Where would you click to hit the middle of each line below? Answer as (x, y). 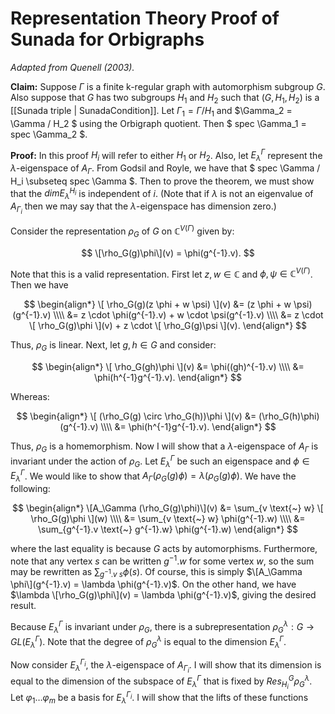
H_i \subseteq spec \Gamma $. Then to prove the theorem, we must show (162, 181)
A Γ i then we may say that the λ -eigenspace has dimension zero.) (143, 208)
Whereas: (30, 397)
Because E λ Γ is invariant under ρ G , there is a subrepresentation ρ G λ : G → (162, 627)
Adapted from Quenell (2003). (72, 67)
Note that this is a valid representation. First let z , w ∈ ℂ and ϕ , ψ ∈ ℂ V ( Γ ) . (161, 273)
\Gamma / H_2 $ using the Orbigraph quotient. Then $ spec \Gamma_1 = (158, 123)
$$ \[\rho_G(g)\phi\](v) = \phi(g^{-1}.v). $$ (168, 253)
